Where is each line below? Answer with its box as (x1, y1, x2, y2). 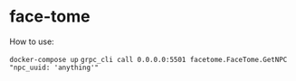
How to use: (9, 36, 54, 47)
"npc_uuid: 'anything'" (9, 63, 100, 72)
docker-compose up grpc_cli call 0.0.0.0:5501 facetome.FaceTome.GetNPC (9, 55, 288, 64)
